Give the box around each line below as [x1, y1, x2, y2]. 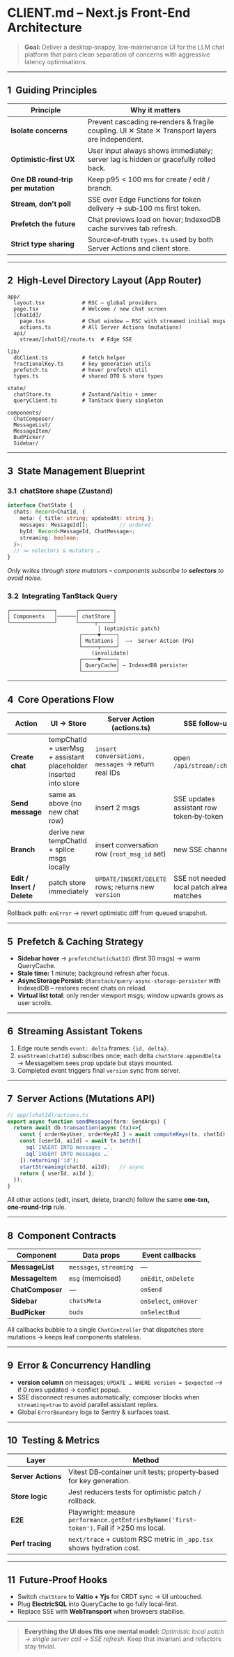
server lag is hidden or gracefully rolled [87, 154, 216, 164]
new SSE [173, 845, 203, 854]
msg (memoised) [69, 1273, 122, 1283]
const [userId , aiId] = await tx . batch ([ [19, 1138, 141, 1145]
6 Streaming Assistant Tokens [7, 1025, 143, 1037]
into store [48, 778, 80, 788]
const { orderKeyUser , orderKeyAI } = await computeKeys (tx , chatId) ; [19, 1131, 229, 1138]
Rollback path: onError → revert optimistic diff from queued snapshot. [7, 909, 208, 917]
